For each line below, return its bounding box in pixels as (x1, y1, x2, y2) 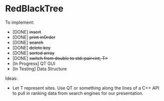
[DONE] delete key (12, 45, 51, 50)
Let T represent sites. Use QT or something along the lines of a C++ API (12, 85, 160, 91)
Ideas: (5, 75, 18, 81)
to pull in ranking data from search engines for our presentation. (12, 90, 144, 96)
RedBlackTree (5, 3, 64, 14)
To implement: (5, 19, 35, 25)
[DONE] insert (12, 29, 41, 35)
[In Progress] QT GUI (12, 60, 56, 66)
